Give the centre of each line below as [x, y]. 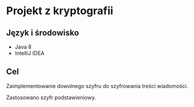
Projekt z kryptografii [60, 11]
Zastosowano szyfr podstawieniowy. [51, 97]
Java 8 [23, 47]
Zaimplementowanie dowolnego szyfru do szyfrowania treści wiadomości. [97, 86]
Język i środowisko [43, 33]
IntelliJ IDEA [29, 53]
